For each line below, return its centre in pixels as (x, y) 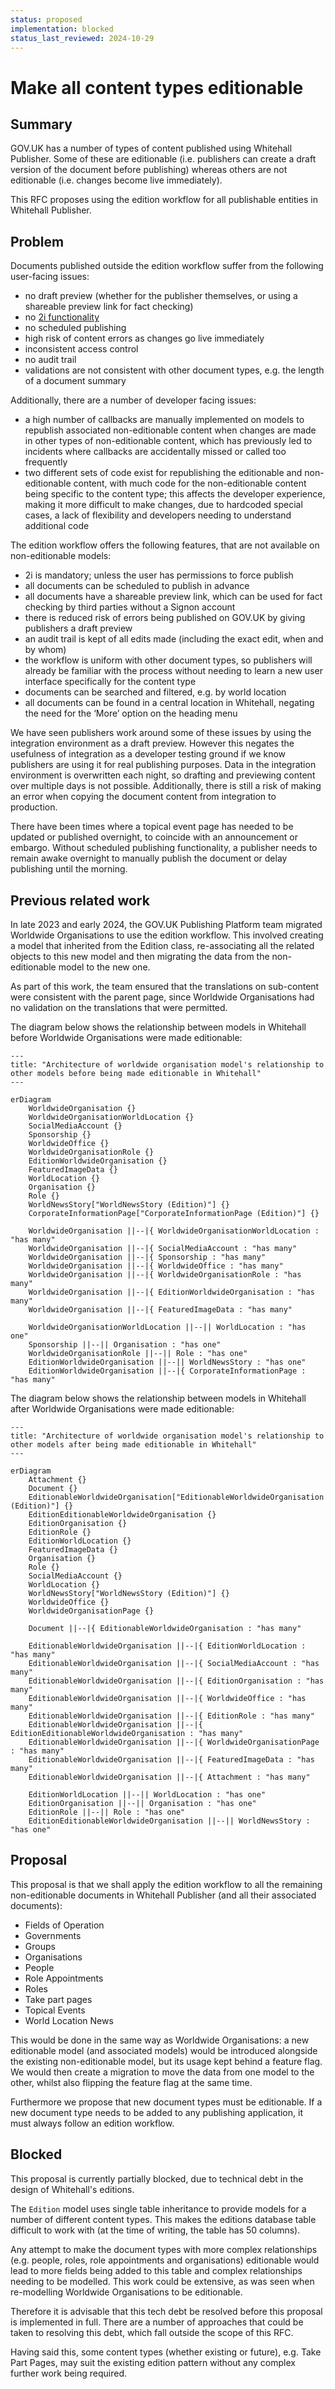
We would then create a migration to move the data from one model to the (162, 2072)
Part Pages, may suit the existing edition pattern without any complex (153, 2362)
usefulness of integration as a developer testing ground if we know (148, 754)
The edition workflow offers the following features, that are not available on (165, 545)
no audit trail (50, 360)
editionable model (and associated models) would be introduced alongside (164, 2050)
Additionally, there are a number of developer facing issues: (133, 400)
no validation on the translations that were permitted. (119, 1007)
